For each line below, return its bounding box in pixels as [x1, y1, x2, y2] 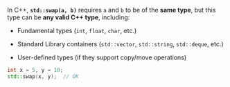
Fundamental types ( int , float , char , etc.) [17, 27, 137, 35]
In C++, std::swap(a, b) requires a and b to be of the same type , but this [7, 6, 216, 14]
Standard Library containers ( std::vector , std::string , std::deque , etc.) [17, 40, 224, 48]
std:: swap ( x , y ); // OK [7, 72, 79, 80]
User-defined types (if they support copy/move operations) [17, 53, 187, 61]
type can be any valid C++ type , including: [7, 13, 130, 21]
